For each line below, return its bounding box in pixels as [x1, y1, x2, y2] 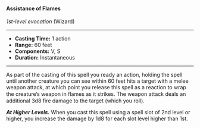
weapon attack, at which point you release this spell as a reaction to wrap [6, 84, 186, 91]
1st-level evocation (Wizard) [6, 18, 75, 25]
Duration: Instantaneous [14, 54, 76, 61]
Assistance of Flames [6, 5, 61, 12]
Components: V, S [14, 48, 61, 55]
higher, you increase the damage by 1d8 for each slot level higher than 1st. [6, 115, 189, 122]
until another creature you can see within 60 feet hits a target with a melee [6, 77, 189, 85]
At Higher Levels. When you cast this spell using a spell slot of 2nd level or [6, 109, 190, 116]
